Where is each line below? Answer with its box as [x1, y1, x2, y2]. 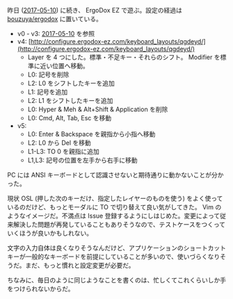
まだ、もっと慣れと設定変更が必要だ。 [25, 261, 135, 269]
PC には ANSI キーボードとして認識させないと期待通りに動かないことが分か [7, 171, 224, 179]
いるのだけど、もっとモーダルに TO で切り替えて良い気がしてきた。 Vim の [7, 203, 222, 211]
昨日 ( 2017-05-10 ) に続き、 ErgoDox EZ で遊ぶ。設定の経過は [7, 6, 182, 14]
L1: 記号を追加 [27, 88, 68, 96]
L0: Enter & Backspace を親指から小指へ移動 [27, 130, 156, 138]
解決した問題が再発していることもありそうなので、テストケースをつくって [13, 220, 226, 228]
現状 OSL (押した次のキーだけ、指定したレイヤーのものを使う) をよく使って [7, 194, 223, 202]
